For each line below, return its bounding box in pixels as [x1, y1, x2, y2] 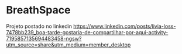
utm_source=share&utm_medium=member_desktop [6, 41, 131, 48]
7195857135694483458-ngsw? [6, 35, 82, 42]
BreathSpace [6, 3, 71, 17]
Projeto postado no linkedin [6, 23, 72, 30]
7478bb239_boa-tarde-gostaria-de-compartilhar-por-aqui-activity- [6, 28, 169, 35]
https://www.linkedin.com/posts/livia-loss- [73, 23, 176, 30]
